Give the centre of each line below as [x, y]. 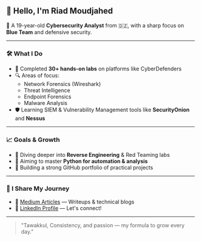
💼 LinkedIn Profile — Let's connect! [58, 208]
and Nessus [30, 118]
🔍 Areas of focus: [37, 76]
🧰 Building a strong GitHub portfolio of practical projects [84, 168]
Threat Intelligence [47, 91]
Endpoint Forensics [48, 97]
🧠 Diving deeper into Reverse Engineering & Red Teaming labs [92, 155]
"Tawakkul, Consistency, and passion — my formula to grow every [103, 225]
